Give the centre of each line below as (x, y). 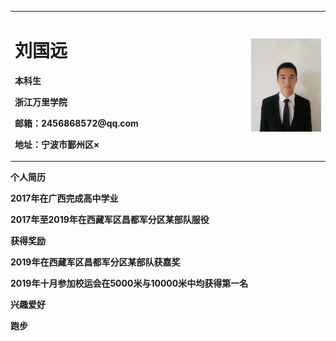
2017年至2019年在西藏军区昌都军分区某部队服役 (110, 220)
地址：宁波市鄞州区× (57, 144)
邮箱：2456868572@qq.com (76, 123)
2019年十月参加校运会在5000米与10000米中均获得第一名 (129, 283)
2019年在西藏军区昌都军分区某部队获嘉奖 (95, 262)
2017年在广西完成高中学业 (64, 198)
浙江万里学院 (41, 102)
